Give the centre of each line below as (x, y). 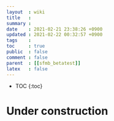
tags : (19, 40)
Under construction (57, 111)
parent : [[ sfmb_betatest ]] (44, 63)
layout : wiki (26, 12)
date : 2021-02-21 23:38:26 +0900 (55, 29)
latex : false (27, 69)
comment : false (27, 57)
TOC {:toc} (29, 86)
